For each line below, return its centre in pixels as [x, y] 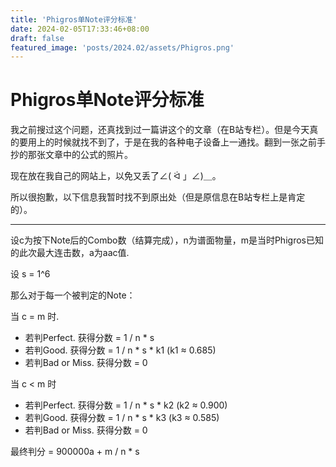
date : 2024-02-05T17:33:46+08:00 [80, 29]
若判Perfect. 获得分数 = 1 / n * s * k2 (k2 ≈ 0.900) [126, 405]
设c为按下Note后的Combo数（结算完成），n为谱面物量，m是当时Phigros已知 [167, 240]
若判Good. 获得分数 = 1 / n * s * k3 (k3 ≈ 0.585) [122, 418]
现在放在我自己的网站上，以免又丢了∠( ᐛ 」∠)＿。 [116, 176]
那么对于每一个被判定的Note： [73, 295]
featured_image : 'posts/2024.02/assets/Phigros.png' [122, 47]
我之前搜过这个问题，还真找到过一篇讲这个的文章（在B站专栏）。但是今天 [160, 130]
